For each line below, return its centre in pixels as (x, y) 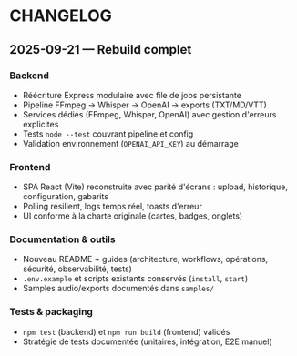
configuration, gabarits (66, 197)
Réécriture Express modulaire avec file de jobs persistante (132, 95)
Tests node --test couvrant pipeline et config (108, 134)
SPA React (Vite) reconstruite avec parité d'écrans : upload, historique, (155, 187)
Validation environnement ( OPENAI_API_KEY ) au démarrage (130, 143)
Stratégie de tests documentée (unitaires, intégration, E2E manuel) (147, 341)
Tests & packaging (51, 312)
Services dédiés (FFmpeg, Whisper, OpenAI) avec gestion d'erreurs (149, 114)
